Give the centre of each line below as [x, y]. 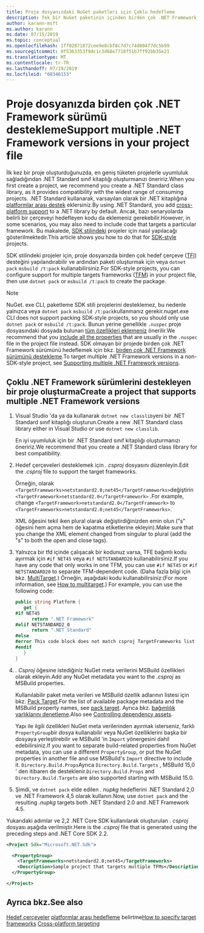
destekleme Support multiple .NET [94, 130]
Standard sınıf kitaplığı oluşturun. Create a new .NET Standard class [99, 422]
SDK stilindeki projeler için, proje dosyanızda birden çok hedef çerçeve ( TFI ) [102, 255]
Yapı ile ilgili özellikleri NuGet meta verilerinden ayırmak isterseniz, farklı [105, 726]
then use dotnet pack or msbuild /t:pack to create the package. [86, 281]
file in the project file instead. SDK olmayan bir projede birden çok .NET [95, 343]
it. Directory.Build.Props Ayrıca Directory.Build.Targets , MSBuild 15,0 [105, 765]
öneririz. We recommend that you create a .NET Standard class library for [106, 447]
